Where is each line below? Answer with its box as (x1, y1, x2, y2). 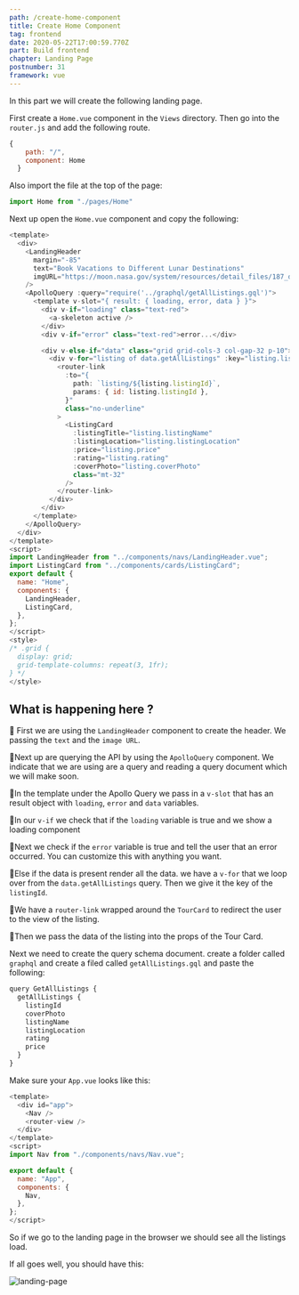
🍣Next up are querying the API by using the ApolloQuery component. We (9, 752, 274, 763)
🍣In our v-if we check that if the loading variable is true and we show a (9, 815, 273, 826)
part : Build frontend (9, 46, 90, 55)
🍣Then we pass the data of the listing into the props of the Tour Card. (9, 931, 264, 942)
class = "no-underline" (65, 404, 145, 413)
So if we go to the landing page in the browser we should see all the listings (9, 1232, 287, 1242)
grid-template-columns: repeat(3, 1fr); (17, 660, 169, 669)
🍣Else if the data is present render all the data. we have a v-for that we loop (9, 869, 287, 879)
